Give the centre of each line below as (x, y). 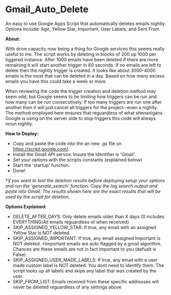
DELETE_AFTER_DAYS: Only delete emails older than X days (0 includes (89, 216)
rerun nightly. (19, 124)
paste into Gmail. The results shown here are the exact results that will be (83, 191)
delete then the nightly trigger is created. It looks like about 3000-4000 (81, 70)
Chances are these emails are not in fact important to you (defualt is (84, 249)
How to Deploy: (22, 133)
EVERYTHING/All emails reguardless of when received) (71, 222)
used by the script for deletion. (38, 196)
